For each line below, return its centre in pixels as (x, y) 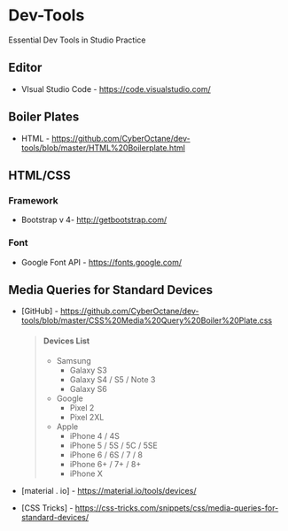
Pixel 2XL (87, 417)
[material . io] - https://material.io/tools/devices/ (109, 490)
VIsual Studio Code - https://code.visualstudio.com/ (116, 88)
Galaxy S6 (88, 389)
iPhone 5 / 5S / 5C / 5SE (114, 445)
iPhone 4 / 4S (95, 435)
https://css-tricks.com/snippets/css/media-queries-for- (177, 508)
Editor (25, 68)
